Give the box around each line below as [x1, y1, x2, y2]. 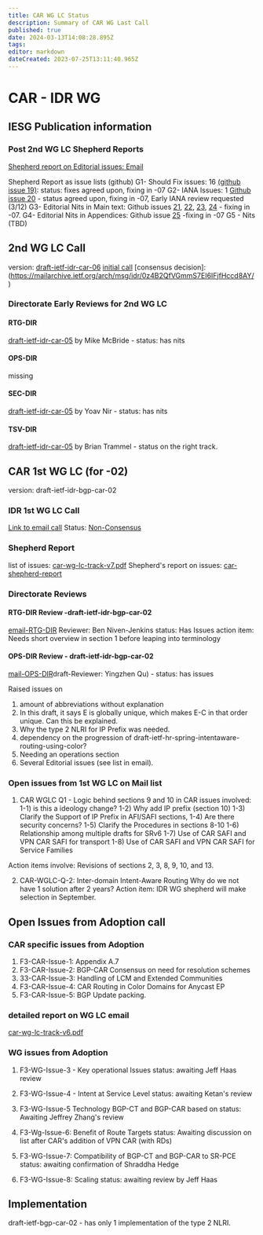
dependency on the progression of [19, 733, 132, 742]
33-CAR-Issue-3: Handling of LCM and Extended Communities [19, 973, 223, 983]
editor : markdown [8, 48, 65, 56]
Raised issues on [8, 684, 63, 694]
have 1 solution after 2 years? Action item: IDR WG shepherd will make [19, 885, 247, 894]
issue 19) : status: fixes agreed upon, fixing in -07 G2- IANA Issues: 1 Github [8, 185, 251, 195]
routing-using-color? [19, 742, 87, 751]
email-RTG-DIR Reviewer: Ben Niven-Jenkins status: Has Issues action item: [8, 625, 254, 635]
